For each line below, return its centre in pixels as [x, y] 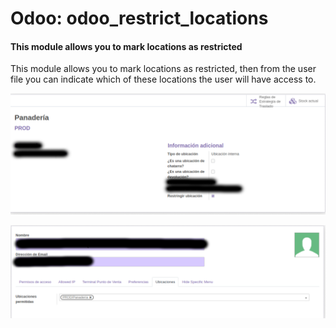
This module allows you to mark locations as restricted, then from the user [163, 69]
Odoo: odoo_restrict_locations [139, 18]
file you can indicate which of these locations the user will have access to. [163, 79]
